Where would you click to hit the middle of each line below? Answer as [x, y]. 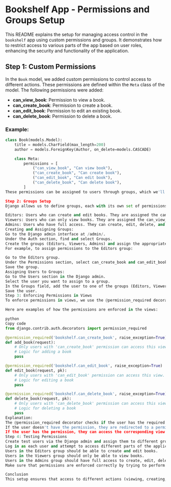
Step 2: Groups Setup [28, 201]
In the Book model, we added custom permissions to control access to [78, 79]
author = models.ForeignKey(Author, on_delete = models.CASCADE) [83, 149]
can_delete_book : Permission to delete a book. [62, 116]
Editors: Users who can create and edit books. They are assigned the [82, 215]
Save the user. [21, 291]
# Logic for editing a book [44, 380]
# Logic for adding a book [43, 352]
